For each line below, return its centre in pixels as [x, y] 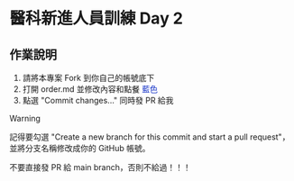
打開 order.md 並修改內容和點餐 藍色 [90, 89]
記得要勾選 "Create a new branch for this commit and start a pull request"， [150, 137]
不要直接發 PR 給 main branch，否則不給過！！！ [100, 167]
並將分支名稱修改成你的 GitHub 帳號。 [80, 148]
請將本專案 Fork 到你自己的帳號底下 [88, 78]
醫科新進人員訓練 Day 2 [96, 18]
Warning [25, 118]
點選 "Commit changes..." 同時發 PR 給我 [98, 100]
